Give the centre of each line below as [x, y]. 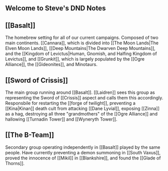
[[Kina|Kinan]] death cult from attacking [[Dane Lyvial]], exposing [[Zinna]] [82, 108]
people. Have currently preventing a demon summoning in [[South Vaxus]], [83, 152]
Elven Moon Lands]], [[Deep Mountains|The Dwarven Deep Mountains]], [80, 48]
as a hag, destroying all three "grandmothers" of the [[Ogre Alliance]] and [81, 114]
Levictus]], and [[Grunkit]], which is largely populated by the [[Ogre [75, 59]
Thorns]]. [15, 163]
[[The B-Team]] [30, 135]
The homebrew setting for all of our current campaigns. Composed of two [82, 38]
